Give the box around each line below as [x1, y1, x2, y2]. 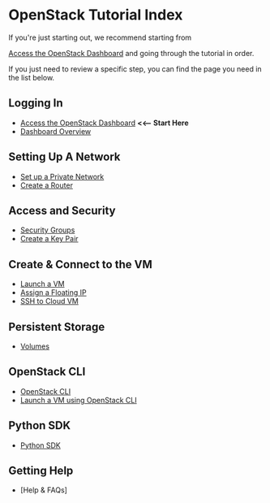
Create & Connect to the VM [8, 258, 152, 271]
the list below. [8, 72, 55, 82]
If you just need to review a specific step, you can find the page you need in [8, 63, 262, 74]
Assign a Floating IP [19, 288, 87, 297]
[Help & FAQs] [19, 485, 67, 495]
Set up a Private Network [19, 171, 105, 181]
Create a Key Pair [19, 234, 79, 244]
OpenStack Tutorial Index [8, 6, 183, 24]
